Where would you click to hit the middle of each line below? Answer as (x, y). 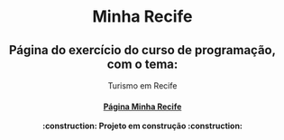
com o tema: (142, 64)
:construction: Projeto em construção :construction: (142, 126)
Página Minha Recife (142, 107)
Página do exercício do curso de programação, (142, 50)
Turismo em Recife (142, 86)
